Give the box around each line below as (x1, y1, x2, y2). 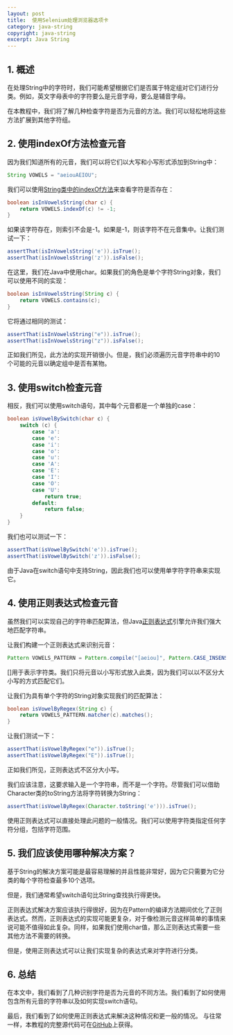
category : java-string (7, 23, 73, 30)
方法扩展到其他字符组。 (7, 116, 74, 124)
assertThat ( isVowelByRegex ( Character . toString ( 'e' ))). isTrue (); (7, 803, 197, 809)
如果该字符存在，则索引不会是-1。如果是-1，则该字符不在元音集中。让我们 (7, 226, 218, 234)
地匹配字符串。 (7, 626, 50, 634)
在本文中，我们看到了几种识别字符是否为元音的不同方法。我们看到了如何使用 (7, 988, 226, 997)
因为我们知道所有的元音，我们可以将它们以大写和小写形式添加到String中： (7, 157, 219, 166)
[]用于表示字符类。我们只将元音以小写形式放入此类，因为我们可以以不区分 (7, 667, 218, 676)
